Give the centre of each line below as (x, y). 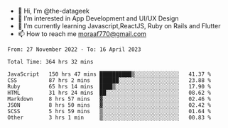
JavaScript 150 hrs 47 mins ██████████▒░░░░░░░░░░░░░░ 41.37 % (109, 74)
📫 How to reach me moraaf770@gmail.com (82, 34)
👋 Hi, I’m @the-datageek (54, 11)
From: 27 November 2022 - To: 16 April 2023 (74, 50)
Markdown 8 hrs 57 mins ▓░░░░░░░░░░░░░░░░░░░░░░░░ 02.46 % (109, 99)
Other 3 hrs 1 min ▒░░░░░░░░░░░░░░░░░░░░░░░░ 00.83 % (109, 117)
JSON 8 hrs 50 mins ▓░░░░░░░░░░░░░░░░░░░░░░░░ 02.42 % (109, 105)
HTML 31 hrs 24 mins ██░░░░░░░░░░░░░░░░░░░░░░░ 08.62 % (109, 93)
